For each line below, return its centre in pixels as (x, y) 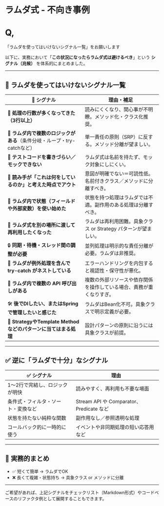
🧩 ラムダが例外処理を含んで (39, 263)
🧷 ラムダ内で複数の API (34, 283)
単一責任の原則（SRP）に (114, 137)
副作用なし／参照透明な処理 (107, 418)
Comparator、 (125, 401)
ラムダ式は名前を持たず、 (114, 157)
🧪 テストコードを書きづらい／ (41, 157)
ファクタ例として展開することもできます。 (64, 498)
